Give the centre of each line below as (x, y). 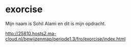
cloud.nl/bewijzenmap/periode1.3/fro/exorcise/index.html (65, 39)
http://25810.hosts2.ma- (31, 33)
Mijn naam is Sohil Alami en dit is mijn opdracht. (56, 24)
